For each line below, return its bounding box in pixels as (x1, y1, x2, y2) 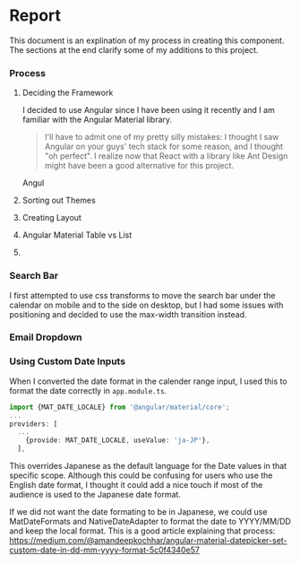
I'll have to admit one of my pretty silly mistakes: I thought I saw (44, 132, 279, 143)
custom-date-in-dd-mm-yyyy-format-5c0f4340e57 (9, 544, 200, 555)
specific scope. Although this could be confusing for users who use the (9, 470, 273, 481)
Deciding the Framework (21, 87, 114, 99)
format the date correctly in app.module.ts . (9, 385, 167, 395)
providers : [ (9, 419, 58, 429)
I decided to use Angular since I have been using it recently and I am (21, 105, 275, 116)
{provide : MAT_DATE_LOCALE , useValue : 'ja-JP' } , (25, 436, 210, 445)
